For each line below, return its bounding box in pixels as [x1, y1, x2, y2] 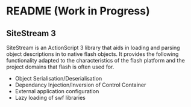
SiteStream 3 [6, 28, 56, 38]
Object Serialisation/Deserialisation [14, 75, 102, 82]
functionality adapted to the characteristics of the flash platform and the [6, 57, 185, 64]
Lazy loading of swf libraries [14, 94, 86, 101]
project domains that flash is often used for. [6, 63, 114, 70]
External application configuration [14, 88, 99, 94]
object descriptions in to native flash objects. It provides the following [6, 50, 179, 58]
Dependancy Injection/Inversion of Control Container [14, 81, 146, 88]
